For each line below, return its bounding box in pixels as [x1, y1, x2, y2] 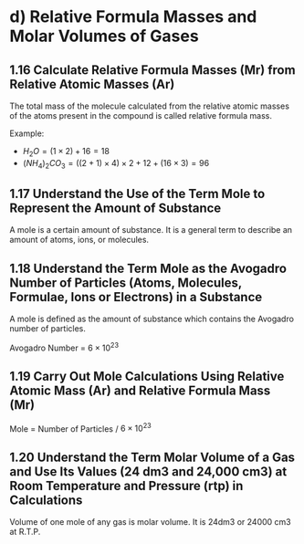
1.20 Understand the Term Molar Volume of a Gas [9, 449, 295, 465]
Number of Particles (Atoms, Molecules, [9, 275, 242, 290]
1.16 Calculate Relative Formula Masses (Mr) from [9, 62, 296, 78]
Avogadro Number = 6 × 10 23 [9, 340, 120, 353]
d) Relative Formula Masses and [9, 6, 257, 27]
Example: [9, 128, 45, 139]
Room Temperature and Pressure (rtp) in [9, 477, 244, 494]
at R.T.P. [9, 527, 41, 538]
